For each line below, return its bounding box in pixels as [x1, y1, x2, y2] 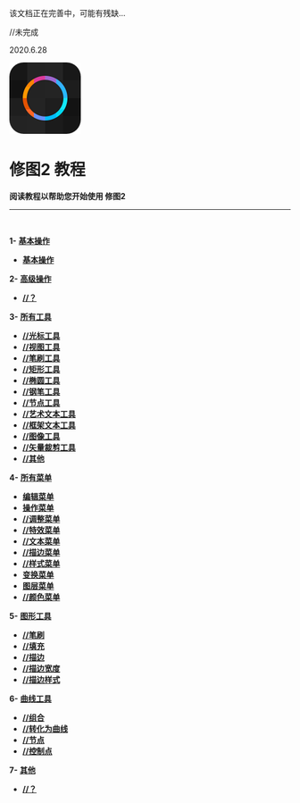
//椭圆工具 [21, 374, 61, 386]
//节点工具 [21, 397, 61, 408]
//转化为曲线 [21, 723, 69, 734]
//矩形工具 [21, 364, 61, 374]
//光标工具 [21, 330, 61, 341]
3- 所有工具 [9, 311, 52, 322]
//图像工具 [21, 431, 61, 441]
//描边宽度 [21, 663, 61, 673]
